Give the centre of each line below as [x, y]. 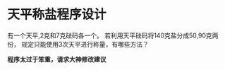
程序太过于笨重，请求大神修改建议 [57, 59]
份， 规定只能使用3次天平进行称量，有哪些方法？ [78, 44]
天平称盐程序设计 [57, 14]
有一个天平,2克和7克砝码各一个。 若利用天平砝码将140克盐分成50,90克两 [113, 35]
